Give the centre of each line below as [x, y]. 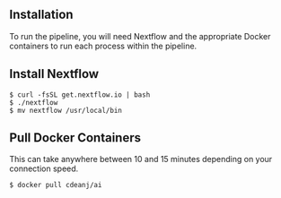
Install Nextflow [54, 74]
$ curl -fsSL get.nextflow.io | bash [80, 95]
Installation [41, 15]
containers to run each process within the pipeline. [103, 46]
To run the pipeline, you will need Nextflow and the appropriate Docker [140, 36]
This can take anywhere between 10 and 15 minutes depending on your [141, 159]
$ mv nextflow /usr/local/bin [66, 110]
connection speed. [44, 168]
